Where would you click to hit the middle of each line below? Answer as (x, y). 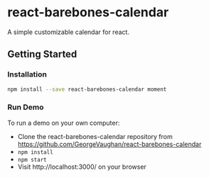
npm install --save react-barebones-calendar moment (87, 89)
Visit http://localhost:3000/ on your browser (82, 167)
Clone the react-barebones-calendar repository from (95, 136)
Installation (27, 74)
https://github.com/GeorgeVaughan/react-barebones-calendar (109, 144)
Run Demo (26, 107)
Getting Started (42, 54)
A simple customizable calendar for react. (69, 32)
